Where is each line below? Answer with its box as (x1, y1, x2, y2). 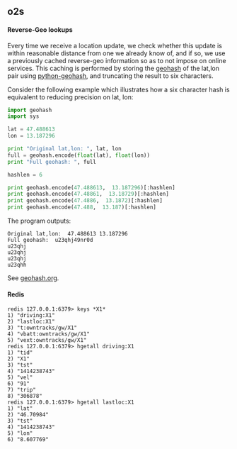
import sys (7, 113, 40, 120)
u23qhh (7, 262, 27, 269)
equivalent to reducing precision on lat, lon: (7, 92, 134, 101)
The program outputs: (7, 216, 71, 226)
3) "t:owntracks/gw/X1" (7, 324, 78, 332)
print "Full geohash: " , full (7, 158, 97, 165)
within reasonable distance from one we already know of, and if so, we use (7, 49, 226, 57)
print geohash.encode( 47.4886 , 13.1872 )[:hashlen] (7, 197, 163, 204)
